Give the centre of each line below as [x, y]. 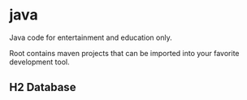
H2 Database [43, 87]
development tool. [39, 62]
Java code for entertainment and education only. [91, 37]
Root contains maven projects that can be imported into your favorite [124, 53]
